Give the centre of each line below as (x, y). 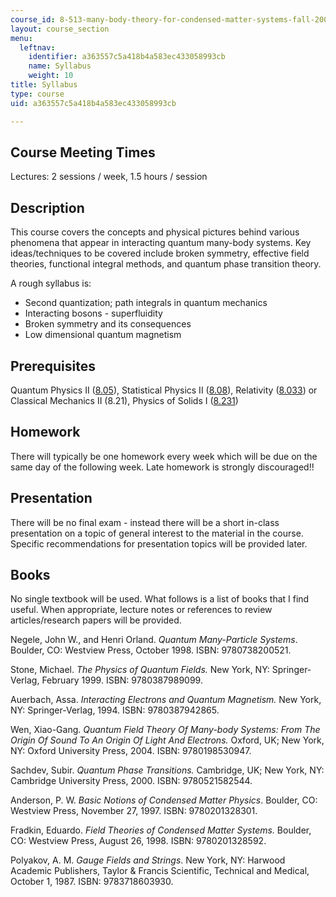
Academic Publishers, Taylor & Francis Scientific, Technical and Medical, (160, 871)
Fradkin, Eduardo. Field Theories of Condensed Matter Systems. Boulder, (161, 830)
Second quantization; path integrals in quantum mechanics (146, 303)
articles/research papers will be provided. (96, 620)
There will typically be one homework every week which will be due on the (164, 456)
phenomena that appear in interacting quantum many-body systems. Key (161, 243)
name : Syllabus (60, 66)
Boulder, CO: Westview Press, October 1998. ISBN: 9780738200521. (151, 650)
